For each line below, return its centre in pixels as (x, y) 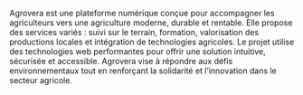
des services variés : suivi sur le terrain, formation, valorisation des (134, 32)
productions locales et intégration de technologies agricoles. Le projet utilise (152, 42)
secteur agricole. (41, 80)
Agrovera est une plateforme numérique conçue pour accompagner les (142, 13)
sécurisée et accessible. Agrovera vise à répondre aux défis (121, 61)
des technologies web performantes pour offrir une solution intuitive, (137, 52)
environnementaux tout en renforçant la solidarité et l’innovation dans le (143, 71)
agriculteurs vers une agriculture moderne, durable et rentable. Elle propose (151, 23)
